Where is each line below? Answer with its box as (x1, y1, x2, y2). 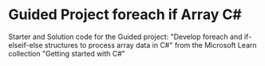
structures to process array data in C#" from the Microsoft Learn (44, 40, 257, 49)
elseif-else (8, 40, 43, 49)
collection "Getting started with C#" (8, 49, 126, 58)
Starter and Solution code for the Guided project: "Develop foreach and (8, 32, 243, 41)
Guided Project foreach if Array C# (8, 6, 242, 24)
